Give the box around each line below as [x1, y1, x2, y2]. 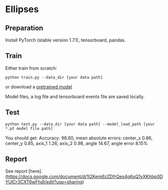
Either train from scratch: [5, 65, 57, 71]
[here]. [28, 168, 43, 174]
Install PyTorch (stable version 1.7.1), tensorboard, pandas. [5, 37, 126, 43]
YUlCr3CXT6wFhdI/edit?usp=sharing [5, 179, 82, 185]
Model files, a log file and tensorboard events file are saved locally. [5, 93, 145, 100]
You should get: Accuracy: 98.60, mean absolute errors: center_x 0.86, [5, 135, 153, 141]
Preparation [5, 24, 44, 32]
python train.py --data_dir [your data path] [5, 75, 103, 80]
